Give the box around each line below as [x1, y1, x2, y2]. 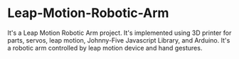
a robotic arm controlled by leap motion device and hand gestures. [7, 43, 203, 52]
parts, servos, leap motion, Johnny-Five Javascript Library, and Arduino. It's [7, 36, 230, 44]
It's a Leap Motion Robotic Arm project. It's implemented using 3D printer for [7, 28, 232, 37]
